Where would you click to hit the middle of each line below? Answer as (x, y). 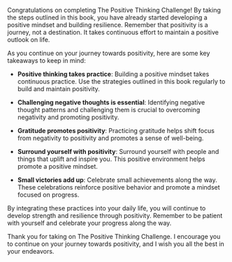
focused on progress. (48, 195)
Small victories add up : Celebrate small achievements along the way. (117, 180)
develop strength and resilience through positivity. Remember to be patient (115, 216)
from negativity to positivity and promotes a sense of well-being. (110, 138)
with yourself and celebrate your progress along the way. (89, 223)
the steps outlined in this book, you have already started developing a (107, 17)
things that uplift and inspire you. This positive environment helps (111, 159)
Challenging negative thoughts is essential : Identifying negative (111, 102)
